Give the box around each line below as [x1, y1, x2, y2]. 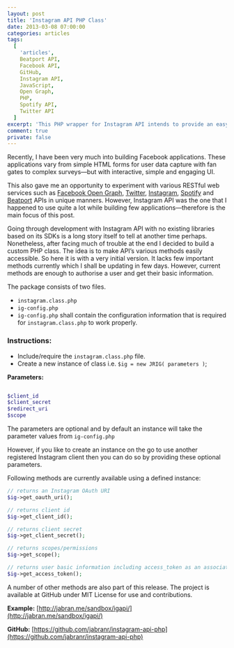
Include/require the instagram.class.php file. [17, 352, 146, 360]
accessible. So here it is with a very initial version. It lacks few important [7, 254, 214, 263]
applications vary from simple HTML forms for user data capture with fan [7, 160, 217, 168]
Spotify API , [19, 101, 58, 108]
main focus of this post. [7, 211, 75, 219]
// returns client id [7, 506, 70, 514]
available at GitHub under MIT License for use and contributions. [7, 590, 193, 598]
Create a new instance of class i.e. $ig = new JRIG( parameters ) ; [17, 359, 208, 368]
